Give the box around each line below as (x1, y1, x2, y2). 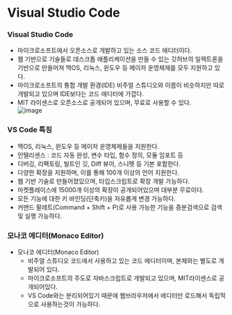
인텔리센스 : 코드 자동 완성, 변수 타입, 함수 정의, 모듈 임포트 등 (17, 151, 184, 159)
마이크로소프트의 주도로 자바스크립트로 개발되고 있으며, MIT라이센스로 (27, 274, 217, 282)
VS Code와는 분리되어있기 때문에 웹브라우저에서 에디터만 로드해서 (27, 291, 208, 300)
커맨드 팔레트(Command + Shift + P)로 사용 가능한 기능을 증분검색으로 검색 (17, 203, 222, 211)
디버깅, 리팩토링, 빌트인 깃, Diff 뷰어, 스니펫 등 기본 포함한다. (17, 159, 181, 168)
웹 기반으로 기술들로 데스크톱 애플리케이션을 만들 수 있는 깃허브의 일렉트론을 (17, 55, 224, 63)
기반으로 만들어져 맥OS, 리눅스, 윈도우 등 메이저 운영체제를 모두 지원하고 (17, 64, 213, 72)
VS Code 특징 (7, 125, 52, 135)
